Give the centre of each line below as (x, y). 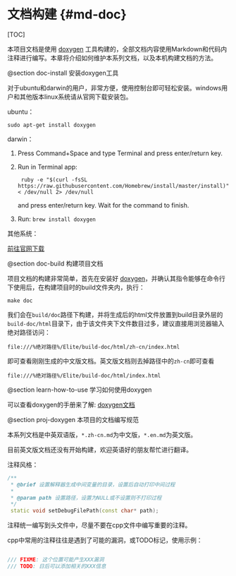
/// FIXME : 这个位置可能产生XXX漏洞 (56, 560)
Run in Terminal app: (47, 167)
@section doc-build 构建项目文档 (55, 263)
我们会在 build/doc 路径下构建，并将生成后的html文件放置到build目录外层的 (115, 314)
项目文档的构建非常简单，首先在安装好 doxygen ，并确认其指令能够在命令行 (116, 278)
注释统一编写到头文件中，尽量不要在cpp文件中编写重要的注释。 (99, 525)
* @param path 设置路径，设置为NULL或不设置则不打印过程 (86, 498)
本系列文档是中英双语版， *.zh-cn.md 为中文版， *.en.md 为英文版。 (102, 434)
